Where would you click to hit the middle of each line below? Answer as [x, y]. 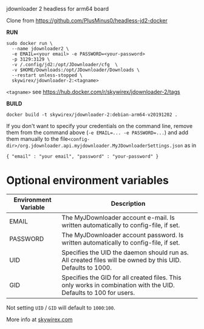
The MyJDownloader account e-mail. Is [118, 217]
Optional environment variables [87, 181]
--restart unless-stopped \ [47, 75]
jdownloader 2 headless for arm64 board [58, 9]
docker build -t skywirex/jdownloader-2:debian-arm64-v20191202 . [92, 115]
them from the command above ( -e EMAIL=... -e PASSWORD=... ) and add [97, 132]
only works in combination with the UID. [118, 285]
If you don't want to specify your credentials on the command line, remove [100, 126]
